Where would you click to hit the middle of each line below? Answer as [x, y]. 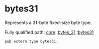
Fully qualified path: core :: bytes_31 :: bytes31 [49, 32]
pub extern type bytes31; [31, 41]
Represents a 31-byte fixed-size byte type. [48, 22]
